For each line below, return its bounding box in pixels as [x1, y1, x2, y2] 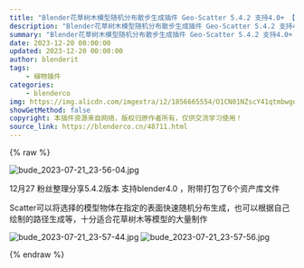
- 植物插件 [25, 72, 62, 81]
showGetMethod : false [9, 106, 91, 115]
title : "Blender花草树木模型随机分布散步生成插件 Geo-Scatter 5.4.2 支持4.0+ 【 [9, 13, 296, 23]
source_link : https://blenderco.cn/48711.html [9, 123, 188, 132]
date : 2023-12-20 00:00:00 [9, 38, 111, 48]
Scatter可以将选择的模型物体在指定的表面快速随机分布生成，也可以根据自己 [9, 202, 290, 213]
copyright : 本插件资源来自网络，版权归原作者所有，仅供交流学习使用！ [9, 114, 242, 123]
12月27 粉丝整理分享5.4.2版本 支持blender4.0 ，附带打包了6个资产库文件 [9, 183, 280, 194]
